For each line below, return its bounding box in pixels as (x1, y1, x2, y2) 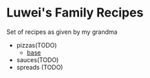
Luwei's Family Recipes (6, 5, 144, 21)
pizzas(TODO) (16, 41, 57, 49)
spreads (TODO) (16, 63, 63, 71)
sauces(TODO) (16, 55, 59, 64)
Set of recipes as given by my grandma (6, 28, 118, 36)
